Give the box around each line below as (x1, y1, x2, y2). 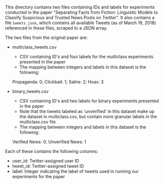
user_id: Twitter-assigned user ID (12, 158, 79, 164)
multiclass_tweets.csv (12, 44, 57, 50)
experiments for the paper (12, 174, 65, 179)
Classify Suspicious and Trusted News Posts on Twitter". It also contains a (5, 15, 155, 20)
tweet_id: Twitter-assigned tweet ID (12, 163, 84, 169)
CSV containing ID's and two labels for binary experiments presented (19, 98, 159, 104)
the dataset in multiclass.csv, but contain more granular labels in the (19, 114, 157, 120)
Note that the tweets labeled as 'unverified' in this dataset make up (19, 108, 155, 114)
